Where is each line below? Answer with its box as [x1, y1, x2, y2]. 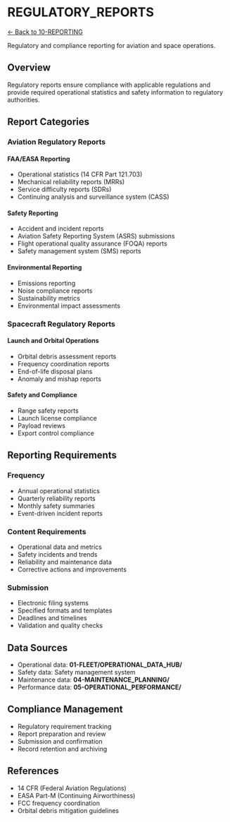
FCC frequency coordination [17, 799, 101, 807]
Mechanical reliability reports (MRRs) [17, 178, 125, 186]
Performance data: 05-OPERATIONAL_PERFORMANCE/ [17, 683, 181, 691]
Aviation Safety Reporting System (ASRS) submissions [17, 232, 175, 241]
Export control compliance [17, 429, 95, 437]
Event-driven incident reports [17, 509, 103, 517]
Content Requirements [7, 526, 87, 536]
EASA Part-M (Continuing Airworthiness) [17, 791, 136, 799]
